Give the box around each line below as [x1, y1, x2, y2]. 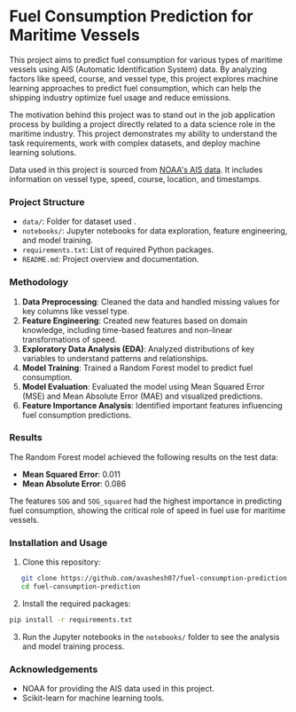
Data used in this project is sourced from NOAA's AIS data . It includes [9, 164, 263, 175]
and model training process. [21, 641, 125, 652]
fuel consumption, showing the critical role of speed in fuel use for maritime [9, 504, 286, 516]
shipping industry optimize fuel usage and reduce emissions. [9, 91, 232, 103]
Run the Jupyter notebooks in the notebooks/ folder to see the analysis [21, 631, 280, 642]
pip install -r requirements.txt [9, 615, 133, 624]
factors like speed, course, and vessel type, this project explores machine [9, 73, 279, 83]
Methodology [9, 276, 69, 289]
